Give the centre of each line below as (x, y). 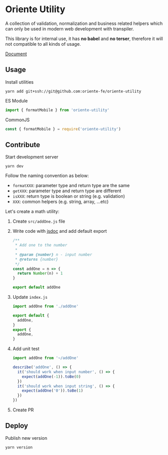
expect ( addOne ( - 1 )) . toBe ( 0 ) (51, 376)
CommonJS (17, 120)
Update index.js (30, 297)
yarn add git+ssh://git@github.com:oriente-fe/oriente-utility (73, 91)
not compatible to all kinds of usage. (43, 44)
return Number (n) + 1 (40, 273)
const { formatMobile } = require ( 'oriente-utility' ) (63, 129)
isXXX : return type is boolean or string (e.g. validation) (69, 196)
